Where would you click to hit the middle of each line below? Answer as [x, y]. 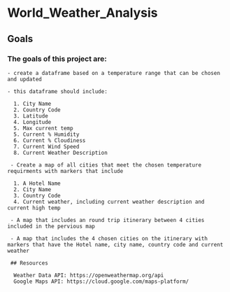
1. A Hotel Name [37, 183]
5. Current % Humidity [46, 134]
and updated [24, 79]
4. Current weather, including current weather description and [109, 202]
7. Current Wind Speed [46, 146]
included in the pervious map [51, 226]
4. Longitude [33, 122]
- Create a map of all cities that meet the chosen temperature [106, 165]
